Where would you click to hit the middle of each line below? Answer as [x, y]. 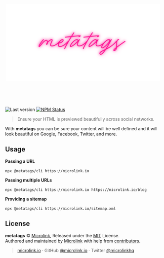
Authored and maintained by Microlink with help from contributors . [73, 241]
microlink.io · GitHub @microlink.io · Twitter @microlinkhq [76, 250]
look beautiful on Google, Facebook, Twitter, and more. [61, 134]
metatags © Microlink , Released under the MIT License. [62, 235]
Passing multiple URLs [29, 180]
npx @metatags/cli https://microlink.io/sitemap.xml [61, 208]
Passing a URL [20, 161]
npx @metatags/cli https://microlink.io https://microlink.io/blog [76, 190]
